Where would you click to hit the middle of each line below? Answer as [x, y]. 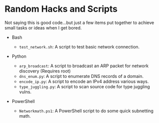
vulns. [25, 92]
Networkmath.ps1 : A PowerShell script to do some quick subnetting [86, 111]
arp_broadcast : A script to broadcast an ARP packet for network [84, 66]
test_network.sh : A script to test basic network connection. [79, 47]
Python [19, 56]
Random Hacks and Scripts [61, 9]
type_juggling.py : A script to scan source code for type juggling [84, 86]
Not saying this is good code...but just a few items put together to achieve [79, 23]
